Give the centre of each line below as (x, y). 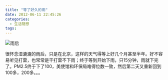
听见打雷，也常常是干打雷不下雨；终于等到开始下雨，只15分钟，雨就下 (81, 60)
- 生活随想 (19, 24)
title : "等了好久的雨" (26, 10)
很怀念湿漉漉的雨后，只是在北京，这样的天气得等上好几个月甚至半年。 (77, 54)
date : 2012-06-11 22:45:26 (33, 14)
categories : (17, 19)
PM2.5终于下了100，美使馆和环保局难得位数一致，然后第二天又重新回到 (87, 66)
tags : (11, 28)
